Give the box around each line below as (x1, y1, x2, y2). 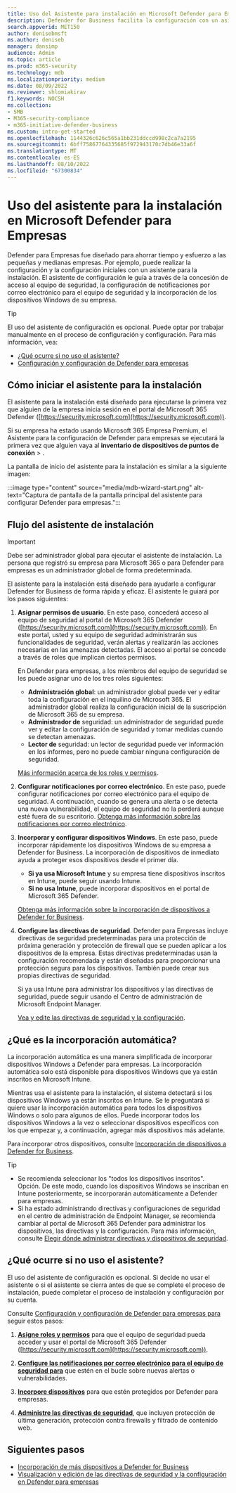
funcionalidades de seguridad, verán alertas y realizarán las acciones (17, 638, 219, 647)
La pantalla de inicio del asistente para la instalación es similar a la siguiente (7, 462, 227, 471)
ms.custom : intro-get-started (7, 128, 96, 135)
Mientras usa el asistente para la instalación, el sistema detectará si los (7, 1089, 213, 1097)
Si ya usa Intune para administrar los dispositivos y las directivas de (17, 985, 214, 994)
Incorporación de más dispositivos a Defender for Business (17, 1462, 190, 1470)
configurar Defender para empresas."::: (7, 499, 121, 507)
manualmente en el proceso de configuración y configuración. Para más (7, 330, 216, 338)
